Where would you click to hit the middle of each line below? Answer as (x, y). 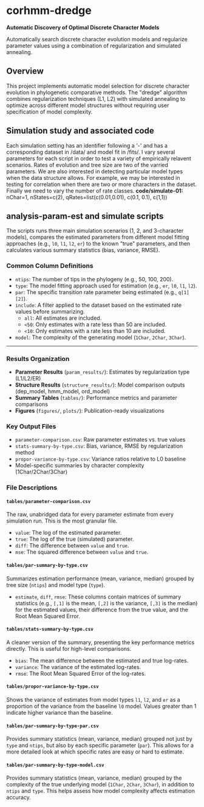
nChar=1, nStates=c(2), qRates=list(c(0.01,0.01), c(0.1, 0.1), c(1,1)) (87, 197)
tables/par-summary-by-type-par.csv (53, 726)
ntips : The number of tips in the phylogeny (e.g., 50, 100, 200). (94, 279)
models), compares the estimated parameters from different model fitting (98, 237)
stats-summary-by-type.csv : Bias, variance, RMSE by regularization (99, 446)
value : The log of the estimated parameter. (68, 533)
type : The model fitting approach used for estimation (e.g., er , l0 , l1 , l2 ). (106, 286)
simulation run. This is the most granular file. (62, 521)
